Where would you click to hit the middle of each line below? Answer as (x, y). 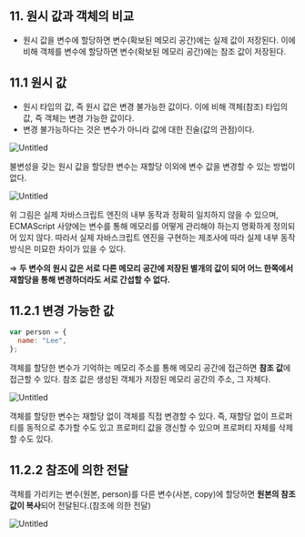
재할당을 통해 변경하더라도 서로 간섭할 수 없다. (90, 279)
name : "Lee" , (42, 341)
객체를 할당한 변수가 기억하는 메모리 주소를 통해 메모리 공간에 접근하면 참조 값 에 (150, 368)
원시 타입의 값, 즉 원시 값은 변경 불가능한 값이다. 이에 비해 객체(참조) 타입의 (155, 106)
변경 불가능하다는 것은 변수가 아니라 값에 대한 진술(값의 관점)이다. (138, 129)
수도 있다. (36, 439)
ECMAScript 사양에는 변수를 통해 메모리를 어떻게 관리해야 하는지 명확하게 (140, 226)
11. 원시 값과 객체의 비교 (72, 16)
